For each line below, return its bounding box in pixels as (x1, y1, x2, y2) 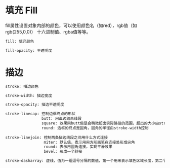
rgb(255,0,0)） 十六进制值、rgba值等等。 (5, 28, 91, 35)
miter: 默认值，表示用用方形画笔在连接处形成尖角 (44, 140, 135, 145)
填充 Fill (5, 5, 38, 16)
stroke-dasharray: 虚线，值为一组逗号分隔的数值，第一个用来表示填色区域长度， (5, 158, 155, 163)
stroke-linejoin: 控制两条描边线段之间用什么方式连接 (5, 135, 108, 140)
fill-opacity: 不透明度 (5, 48, 52, 53)
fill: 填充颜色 (5, 39, 34, 44)
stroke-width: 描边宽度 (5, 93, 52, 98)
